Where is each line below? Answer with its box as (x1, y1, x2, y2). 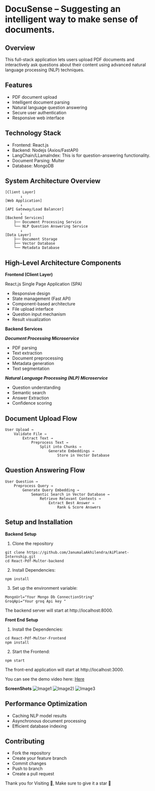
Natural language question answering (12, 104, 87, 110)
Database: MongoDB (12, 163, 54, 169)
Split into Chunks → (39, 445, 82, 449)
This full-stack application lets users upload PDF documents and (5, 57, 135, 62)
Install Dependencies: (12, 567, 56, 573)
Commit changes (12, 761, 47, 767)
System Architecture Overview (5, 177, 101, 185)
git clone (5, 550, 25, 555)
